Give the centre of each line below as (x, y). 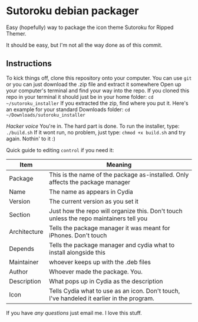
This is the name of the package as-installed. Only (119, 175)
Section (20, 214)
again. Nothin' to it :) (31, 139)
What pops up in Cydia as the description (106, 281)
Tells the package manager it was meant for (110, 228)
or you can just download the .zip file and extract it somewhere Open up (94, 84)
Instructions (29, 64)
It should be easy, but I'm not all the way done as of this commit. (84, 45)
